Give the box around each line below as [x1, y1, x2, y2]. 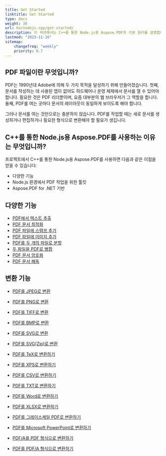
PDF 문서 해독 [12, 258, 40, 264]
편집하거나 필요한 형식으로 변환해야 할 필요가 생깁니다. [22, 117, 127, 123]
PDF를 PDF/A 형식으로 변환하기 [12, 445, 74, 452]
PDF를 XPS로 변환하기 [12, 361, 56, 368]
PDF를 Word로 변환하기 [12, 393, 58, 399]
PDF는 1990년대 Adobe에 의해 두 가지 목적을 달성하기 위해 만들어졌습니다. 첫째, [5, 82, 159, 88]
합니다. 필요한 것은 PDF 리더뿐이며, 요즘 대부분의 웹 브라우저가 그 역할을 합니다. [5, 94, 158, 100]
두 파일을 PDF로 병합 [12, 246, 53, 252]
